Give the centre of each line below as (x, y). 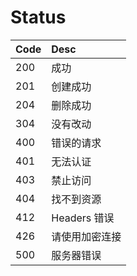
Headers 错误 (83, 218)
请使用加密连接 (86, 236)
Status (38, 17)
